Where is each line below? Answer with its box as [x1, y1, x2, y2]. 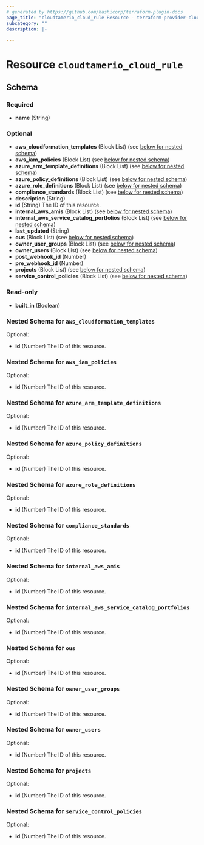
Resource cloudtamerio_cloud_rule [6, 58, 183, 72]
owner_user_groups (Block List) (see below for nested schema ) [15, 240, 176, 247]
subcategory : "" [6, 20, 47, 26]
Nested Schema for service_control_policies [6, 807, 143, 816]
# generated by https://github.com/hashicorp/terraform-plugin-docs [6, 9, 183, 15]
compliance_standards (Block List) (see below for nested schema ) [15, 188, 183, 196]
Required [6, 100, 34, 108]
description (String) [15, 195, 66, 202]
